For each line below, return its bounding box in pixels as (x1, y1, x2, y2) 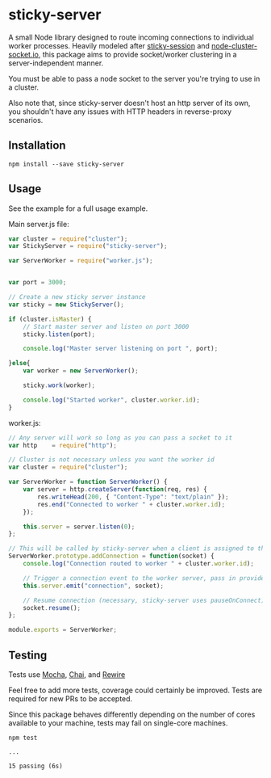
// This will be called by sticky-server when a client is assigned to (8, 545, 254, 553)
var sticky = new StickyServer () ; (8, 301, 125, 309)
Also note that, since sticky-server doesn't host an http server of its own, (8, 98, 251, 107)
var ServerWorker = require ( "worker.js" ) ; (8, 257, 153, 265)
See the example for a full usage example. (8, 204, 148, 213)
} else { (8, 360, 31, 368)
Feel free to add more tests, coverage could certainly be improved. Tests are (8, 685, 263, 695)
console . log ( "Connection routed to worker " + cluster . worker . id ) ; (23, 560, 254, 568)
